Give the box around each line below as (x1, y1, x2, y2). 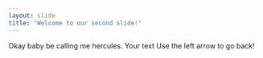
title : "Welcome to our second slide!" (8, 19, 142, 27)
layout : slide (8, 11, 56, 20)
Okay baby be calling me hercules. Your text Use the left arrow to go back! (8, 41, 255, 50)
